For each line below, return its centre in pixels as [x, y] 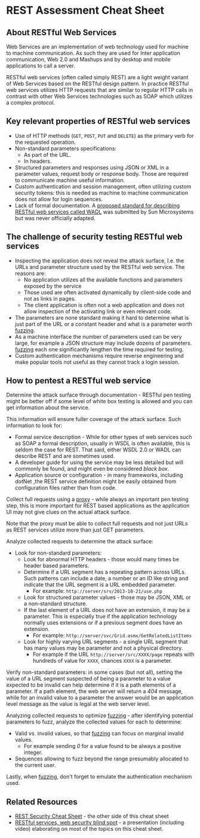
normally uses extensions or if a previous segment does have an [103, 623]
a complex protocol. [31, 103]
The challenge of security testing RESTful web [94, 237]
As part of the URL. [47, 154]
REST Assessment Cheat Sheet [85, 10]
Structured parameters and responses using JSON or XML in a [92, 167]
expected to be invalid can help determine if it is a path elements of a [91, 685]
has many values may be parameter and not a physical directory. [103, 648]
